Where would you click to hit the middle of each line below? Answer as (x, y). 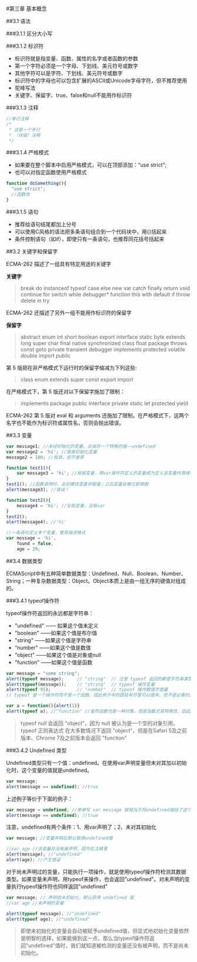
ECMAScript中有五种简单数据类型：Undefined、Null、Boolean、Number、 (96, 573)
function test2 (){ (28, 500)
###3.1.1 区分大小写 (29, 33)
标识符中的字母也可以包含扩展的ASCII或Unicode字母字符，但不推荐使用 (101, 80)
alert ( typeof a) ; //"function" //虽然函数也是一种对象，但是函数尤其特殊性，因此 (98, 711)
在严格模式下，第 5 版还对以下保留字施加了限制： (66, 391)
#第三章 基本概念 (26, 9)
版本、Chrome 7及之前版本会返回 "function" (74, 738)
